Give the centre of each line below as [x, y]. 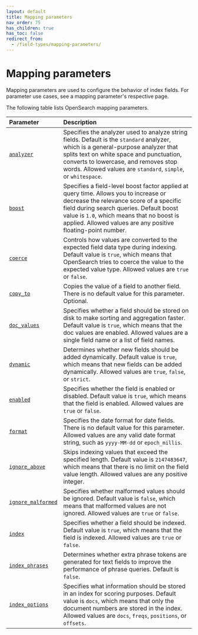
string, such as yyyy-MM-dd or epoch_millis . [123, 442]
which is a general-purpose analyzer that [120, 147]
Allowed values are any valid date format [119, 435]
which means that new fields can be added [122, 364]
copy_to [20, 293]
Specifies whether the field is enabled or [119, 389]
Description [80, 122]
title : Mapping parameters [39, 17]
